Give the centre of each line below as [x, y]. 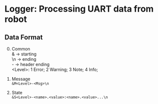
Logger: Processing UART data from [79, 9]
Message [21, 79]
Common [21, 49]
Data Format [24, 37]
